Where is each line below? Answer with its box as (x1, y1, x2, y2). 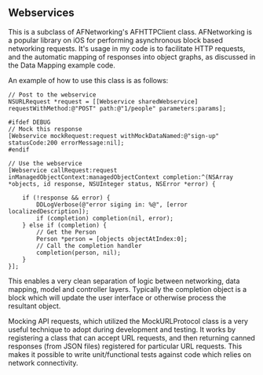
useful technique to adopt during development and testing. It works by (8, 325, 236, 334)
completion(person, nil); (36, 249, 122, 257)
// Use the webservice (8, 159, 82, 167)
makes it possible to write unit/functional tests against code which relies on (8, 349, 251, 359)
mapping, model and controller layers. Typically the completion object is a (8, 284, 247, 293)
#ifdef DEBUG (8, 118, 51, 126)
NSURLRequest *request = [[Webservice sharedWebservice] (8, 97, 199, 105)
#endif (8, 145, 30, 154)
